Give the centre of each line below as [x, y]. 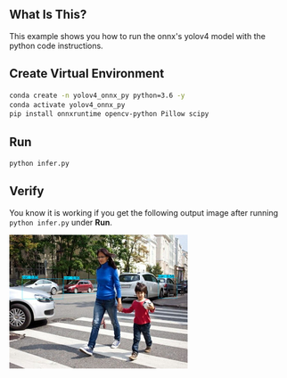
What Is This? [48, 15]
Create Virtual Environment [87, 74]
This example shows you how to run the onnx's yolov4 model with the [137, 36]
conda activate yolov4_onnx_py [67, 105]
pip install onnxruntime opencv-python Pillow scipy [109, 114]
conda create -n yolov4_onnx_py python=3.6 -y [97, 95]
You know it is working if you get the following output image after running [144, 212]
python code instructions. [57, 45]
